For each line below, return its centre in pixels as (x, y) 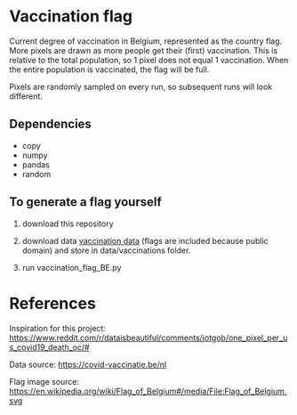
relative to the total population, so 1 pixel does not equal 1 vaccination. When (149, 60)
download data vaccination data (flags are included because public (145, 240)
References (52, 303)
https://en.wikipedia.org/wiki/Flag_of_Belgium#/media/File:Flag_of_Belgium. (148, 391)
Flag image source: (44, 381)
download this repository (68, 224)
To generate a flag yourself (85, 202)
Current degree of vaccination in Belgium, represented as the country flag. (146, 41)
